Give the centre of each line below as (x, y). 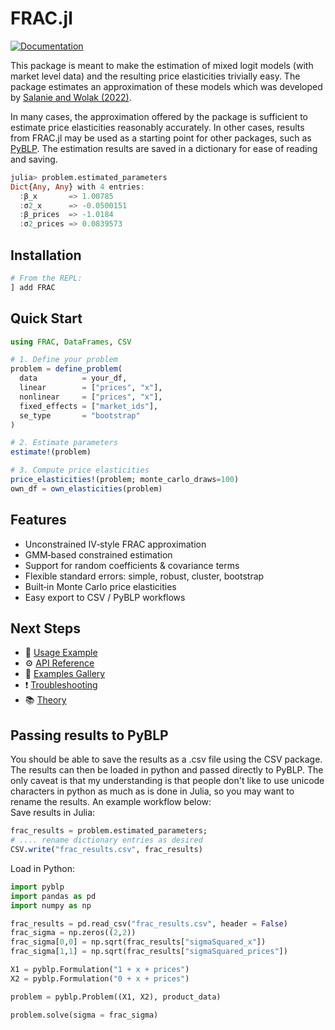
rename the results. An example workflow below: (111, 802)
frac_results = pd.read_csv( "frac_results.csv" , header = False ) (149, 923)
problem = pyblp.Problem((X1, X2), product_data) (116, 997)
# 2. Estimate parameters (64, 443)
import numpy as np (51, 905)
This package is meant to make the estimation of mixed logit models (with (162, 65)
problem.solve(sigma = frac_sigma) (84, 1015)
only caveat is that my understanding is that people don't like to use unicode (167, 781)
